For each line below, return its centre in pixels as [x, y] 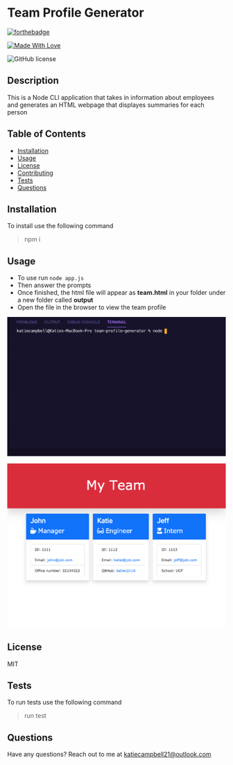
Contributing [35, 173]
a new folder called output [55, 300]
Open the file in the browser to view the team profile [92, 307]
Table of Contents [47, 134]
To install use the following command [60, 226]
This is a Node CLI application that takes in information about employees [111, 97]
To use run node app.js [51, 278]
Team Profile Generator [76, 13]
